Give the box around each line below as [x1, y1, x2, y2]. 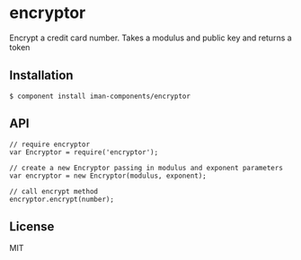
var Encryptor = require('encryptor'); [9, 147, 159, 157]
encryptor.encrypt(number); [9, 195, 115, 204]
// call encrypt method [9, 186, 99, 195]
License [9, 219, 55, 234]
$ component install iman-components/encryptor [9, 91, 191, 100]
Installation [9, 68, 74, 83]
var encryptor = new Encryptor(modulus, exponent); [9, 171, 207, 180]
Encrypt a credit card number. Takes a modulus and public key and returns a [9, 32, 292, 43]
